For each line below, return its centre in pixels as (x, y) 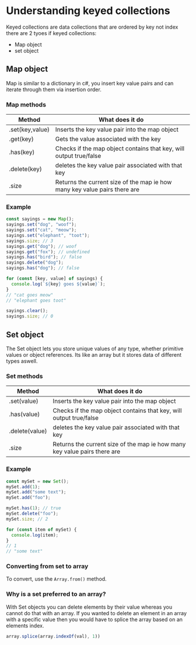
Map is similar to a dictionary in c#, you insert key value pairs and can (90, 83)
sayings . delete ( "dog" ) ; (35, 263)
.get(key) (21, 139)
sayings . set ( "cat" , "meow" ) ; (41, 230)
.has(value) (24, 415)
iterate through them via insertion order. (54, 89)
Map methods (26, 105)
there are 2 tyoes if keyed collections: (51, 33)
